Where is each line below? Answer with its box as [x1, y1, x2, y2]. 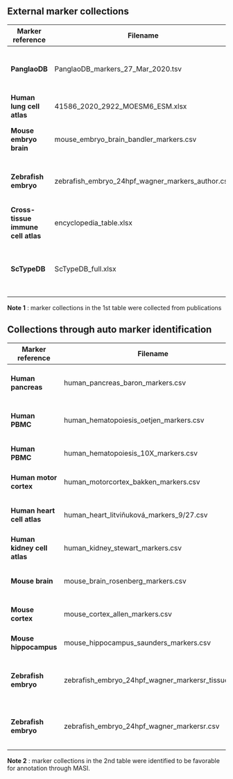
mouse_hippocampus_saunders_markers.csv [63, 638, 212, 648]
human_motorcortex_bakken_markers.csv [63, 476, 200, 486]
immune [10, 222, 38, 232]
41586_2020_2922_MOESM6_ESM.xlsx [54, 101, 187, 111]
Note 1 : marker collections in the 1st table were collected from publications [7, 303, 222, 312]
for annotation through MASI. [7, 764, 90, 772]
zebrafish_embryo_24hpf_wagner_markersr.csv [63, 721, 220, 731]
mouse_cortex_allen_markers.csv [63, 609, 172, 618]
